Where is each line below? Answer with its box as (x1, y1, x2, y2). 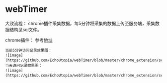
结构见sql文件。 (9, 26, 42, 33)
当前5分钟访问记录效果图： (5, 48, 52, 53)
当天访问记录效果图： (5, 63, 42, 68)
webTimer (5, 3, 48, 15)
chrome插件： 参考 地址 (5, 37, 53, 43)
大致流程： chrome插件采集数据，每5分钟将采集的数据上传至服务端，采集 (5, 20, 156, 26)
